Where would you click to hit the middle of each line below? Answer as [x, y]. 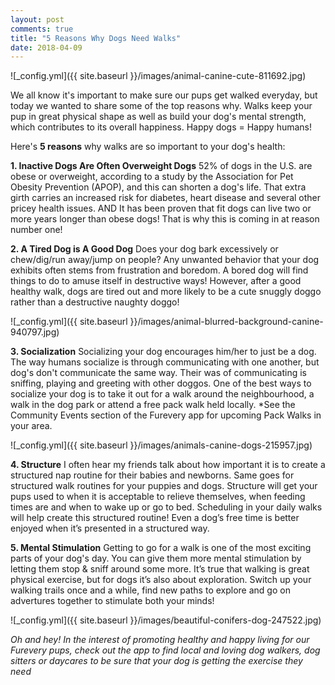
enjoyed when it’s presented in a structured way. [110, 528]
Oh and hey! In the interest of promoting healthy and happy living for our [160, 640]
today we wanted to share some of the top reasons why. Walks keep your [161, 106]
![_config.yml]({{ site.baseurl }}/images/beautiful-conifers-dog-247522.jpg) [166, 620]
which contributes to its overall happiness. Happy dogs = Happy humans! [161, 127]
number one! [36, 230]
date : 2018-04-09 [46, 47]
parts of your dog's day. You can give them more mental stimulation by [156, 558]
